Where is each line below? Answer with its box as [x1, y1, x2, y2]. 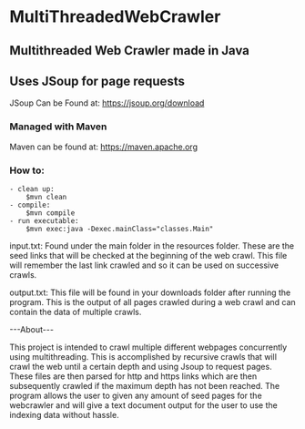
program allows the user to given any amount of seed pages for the [9, 390, 262, 401]
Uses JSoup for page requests [9, 73, 185, 88]
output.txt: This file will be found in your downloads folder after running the [9, 287, 291, 298]
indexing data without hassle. [9, 409, 120, 420]
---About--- [9, 323, 55, 334]
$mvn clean [25, 192, 67, 201]
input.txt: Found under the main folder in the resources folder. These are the [9, 240, 295, 251]
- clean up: [9, 184, 55, 193]
